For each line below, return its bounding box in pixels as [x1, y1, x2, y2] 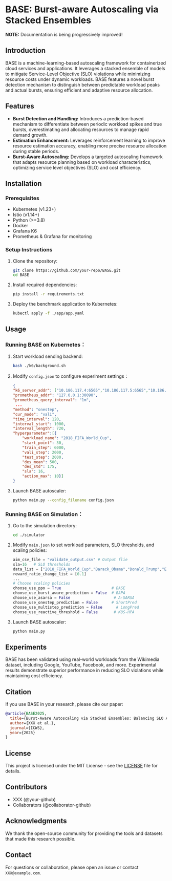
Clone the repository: [12, 257, 58, 264]
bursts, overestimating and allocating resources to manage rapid [12, 126, 149, 133]
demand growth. [12, 132, 48, 138]
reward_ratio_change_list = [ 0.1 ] [12, 571, 87, 576]
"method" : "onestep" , [12, 407, 59, 412]
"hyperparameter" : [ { [12, 431, 57, 436]
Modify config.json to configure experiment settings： [12, 373, 129, 379]
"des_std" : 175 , [22, 464, 57, 469]
